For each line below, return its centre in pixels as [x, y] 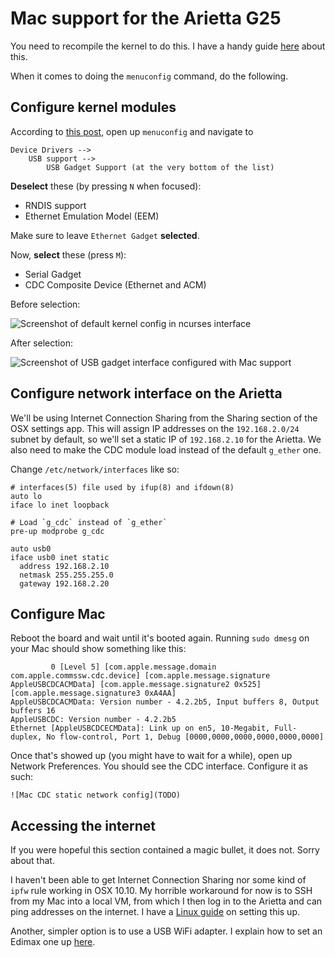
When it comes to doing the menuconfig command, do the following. [149, 76]
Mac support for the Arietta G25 [146, 18]
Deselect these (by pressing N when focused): [106, 186]
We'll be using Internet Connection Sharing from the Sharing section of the [164, 418]
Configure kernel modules [93, 107]
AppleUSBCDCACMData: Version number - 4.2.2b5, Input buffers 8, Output [165, 702]
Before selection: [45, 304]
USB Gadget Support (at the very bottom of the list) [160, 167]
